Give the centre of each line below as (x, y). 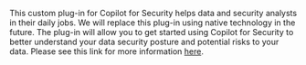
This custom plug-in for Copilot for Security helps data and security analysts (153, 13)
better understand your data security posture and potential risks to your (144, 42)
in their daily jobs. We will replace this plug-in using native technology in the (153, 23)
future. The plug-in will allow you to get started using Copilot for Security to (152, 32)
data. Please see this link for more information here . (106, 51)
